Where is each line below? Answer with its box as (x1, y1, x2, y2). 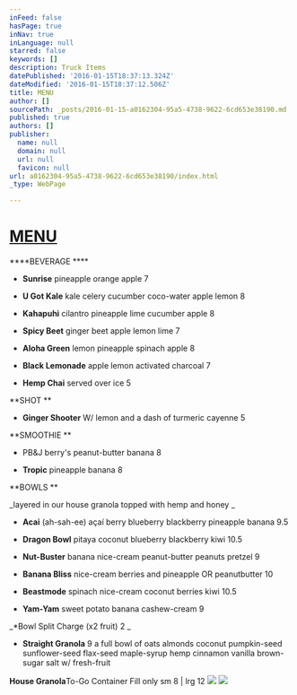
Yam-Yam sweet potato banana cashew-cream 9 (22, 604, 205, 614)
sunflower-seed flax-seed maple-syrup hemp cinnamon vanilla (22, 647, 256, 659)
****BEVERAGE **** (9, 256, 89, 267)
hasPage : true (9, 22, 63, 30)
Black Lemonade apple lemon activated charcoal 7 (22, 361, 211, 371)
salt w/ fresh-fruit (46, 657, 111, 668)
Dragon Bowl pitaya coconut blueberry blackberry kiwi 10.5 (22, 534, 243, 545)
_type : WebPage (9, 180, 66, 189)
